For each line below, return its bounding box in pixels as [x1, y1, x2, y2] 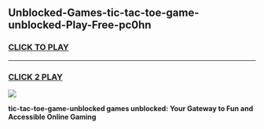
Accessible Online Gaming [8, 112, 97, 121]
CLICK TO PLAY [8, 42, 69, 53]
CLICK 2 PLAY [8, 71, 63, 82]
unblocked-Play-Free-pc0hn [8, 19, 152, 32]
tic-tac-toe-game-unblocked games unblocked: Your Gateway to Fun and [8, 103, 254, 113]
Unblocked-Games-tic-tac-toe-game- [8, 6, 200, 20]
